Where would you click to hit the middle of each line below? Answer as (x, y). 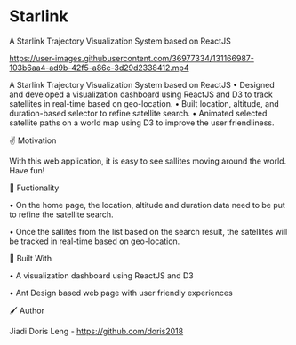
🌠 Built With (31, 258)
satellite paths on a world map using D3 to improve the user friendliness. (142, 123)
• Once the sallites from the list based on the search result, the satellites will (148, 231)
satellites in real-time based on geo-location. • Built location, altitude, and (144, 103)
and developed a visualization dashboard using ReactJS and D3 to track (141, 94)
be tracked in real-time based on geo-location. (95, 241)
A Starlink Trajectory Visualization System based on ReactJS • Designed (142, 84)
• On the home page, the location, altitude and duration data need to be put (148, 205)
